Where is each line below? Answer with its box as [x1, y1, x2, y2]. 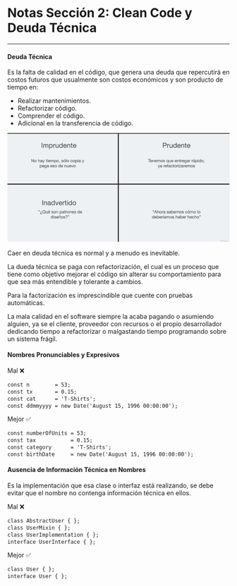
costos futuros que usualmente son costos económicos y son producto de [7, 75, 224, 84]
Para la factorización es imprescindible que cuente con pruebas [7, 291, 193, 299]
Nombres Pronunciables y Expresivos [7, 351, 120, 359]
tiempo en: [7, 83, 39, 92]
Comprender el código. [17, 111, 85, 120]
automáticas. [7, 298, 45, 307]
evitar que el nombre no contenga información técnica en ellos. [7, 488, 192, 497]
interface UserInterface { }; [7, 538, 97, 545]
